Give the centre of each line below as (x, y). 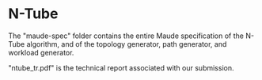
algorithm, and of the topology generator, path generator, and (127, 44)
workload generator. (41, 52)
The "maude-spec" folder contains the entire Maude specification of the (126, 36)
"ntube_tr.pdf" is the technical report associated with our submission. (121, 67)
